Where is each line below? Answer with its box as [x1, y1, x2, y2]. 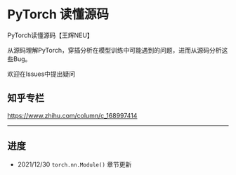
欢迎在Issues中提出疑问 [7, 70, 76, 78]
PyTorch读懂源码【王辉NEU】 [7, 31, 93, 39]
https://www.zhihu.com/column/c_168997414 [7, 111, 138, 119]
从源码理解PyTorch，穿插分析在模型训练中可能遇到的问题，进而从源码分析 [7, 46, 222, 54]
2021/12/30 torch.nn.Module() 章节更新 [17, 160, 132, 169]
